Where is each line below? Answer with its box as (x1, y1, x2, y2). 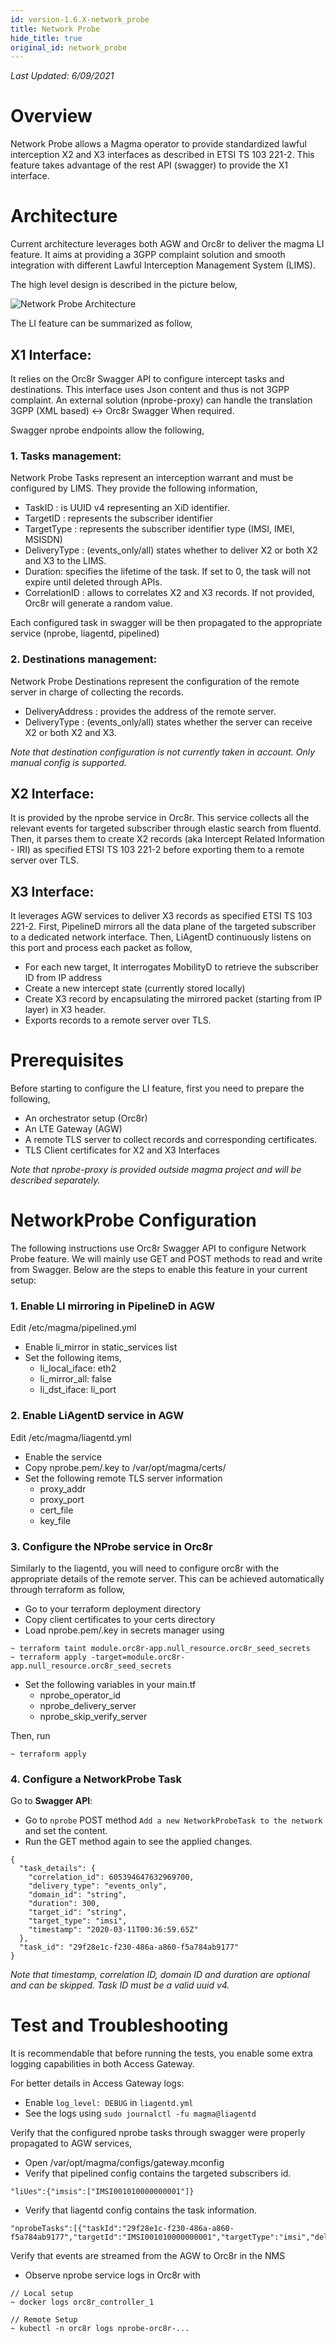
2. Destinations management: (10, 652, 158, 666)
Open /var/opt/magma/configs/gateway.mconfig (24, 2157, 225, 2169)
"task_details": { (19, 1864, 97, 1874)
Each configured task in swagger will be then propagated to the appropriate (10, 617, 323, 629)
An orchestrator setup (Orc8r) (24, 1112, 148, 1125)
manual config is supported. (10, 756, 127, 768)
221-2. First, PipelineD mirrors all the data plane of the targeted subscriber (10, 921, 317, 933)
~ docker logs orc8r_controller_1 (10, 2297, 155, 2308)
